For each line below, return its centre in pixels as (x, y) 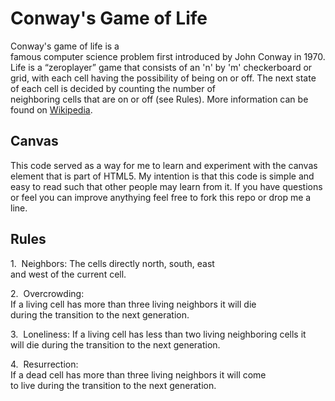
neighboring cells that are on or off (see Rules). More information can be (159, 99)
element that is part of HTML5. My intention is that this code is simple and (162, 176)
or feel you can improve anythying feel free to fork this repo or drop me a (161, 197)
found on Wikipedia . (51, 109)
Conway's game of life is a (65, 46)
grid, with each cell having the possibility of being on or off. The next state (163, 78)
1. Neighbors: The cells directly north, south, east (112, 263)
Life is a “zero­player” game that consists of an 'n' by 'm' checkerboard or (161, 67)
